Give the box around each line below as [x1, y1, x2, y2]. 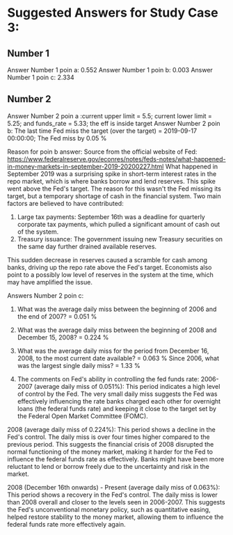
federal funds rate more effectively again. [7, 520, 126, 528]
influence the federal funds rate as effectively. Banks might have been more [7, 454, 225, 463]
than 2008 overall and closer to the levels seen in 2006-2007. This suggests [7, 497, 225, 506]
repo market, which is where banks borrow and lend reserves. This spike [7, 177, 216, 185]
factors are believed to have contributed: [7, 199, 124, 207]
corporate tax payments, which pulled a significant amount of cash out [17, 220, 220, 228]
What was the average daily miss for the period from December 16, [17, 346, 209, 355]
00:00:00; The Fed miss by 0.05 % [7, 134, 107, 142]
